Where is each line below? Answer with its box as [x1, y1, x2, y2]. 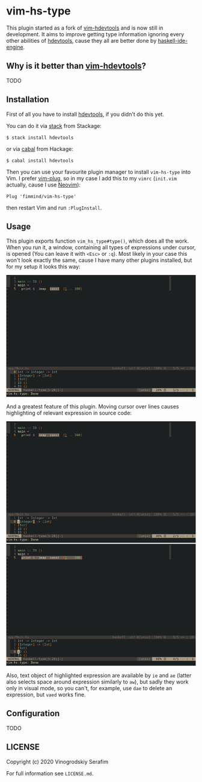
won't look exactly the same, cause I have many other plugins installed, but [6, 256, 192, 264]
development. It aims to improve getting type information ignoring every [6, 30, 185, 37]
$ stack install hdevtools [6, 135, 74, 141]
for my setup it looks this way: [6, 263, 81, 270]
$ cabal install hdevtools [6, 157, 74, 164]
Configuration [6, 708, 60, 719]
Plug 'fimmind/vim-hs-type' [6, 193, 77, 200]
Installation [6, 95, 49, 105]
